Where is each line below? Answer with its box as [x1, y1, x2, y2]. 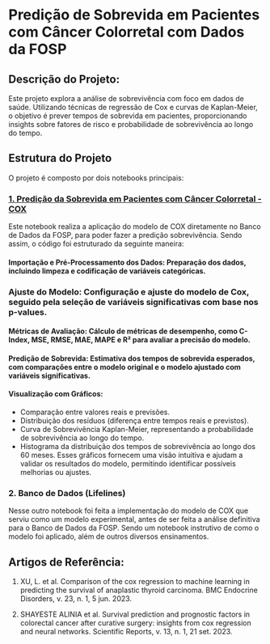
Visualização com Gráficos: [8, 389, 103, 399]
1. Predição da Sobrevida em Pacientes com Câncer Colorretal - [8, 193, 262, 204]
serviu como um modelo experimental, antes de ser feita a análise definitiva [8, 515, 260, 524]
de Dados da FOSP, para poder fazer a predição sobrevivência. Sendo [8, 231, 243, 240]
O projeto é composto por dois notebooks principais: [8, 172, 184, 183]
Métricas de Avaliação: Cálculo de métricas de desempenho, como [8, 326, 238, 337]
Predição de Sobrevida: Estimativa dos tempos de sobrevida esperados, [8, 354, 255, 363]
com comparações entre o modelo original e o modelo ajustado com [8, 362, 241, 371]
